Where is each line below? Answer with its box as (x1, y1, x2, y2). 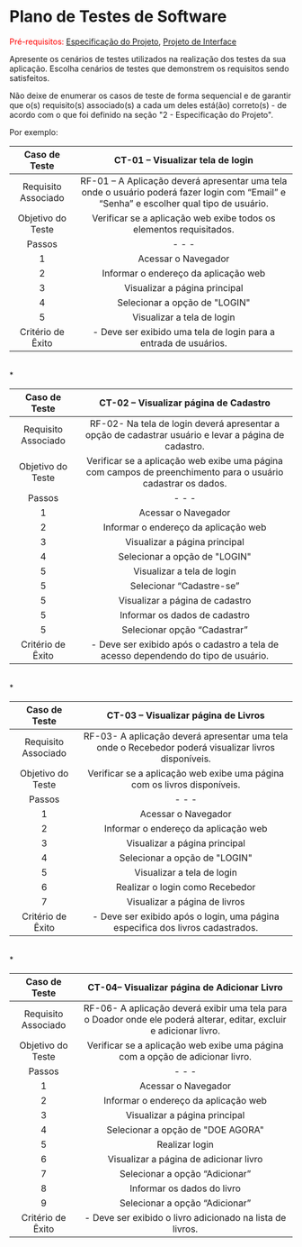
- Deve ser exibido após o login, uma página (92, 910, 280, 923)
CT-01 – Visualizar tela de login (113, 153, 253, 166)
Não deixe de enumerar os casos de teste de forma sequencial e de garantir (9, 90, 292, 101)
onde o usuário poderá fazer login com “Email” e (81, 186, 286, 198)
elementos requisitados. (133, 223, 235, 235)
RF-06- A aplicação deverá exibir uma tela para (84, 1002, 288, 1015)
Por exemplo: (9, 126, 58, 137)
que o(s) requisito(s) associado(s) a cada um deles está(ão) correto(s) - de (9, 99, 288, 110)
